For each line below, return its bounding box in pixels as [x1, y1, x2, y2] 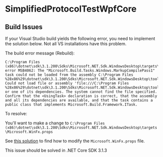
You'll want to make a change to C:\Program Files [5, 120, 105, 126]
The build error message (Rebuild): [5, 50, 75, 56]
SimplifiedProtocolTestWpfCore [5, 3, 137, 15]
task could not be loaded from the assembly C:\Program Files [5, 72, 133, 77]
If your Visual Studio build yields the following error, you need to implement [5, 35, 155, 41]
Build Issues [5, 23, 43, 31]
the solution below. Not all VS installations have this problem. [5, 41, 127, 47]
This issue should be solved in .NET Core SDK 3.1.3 [5, 147, 107, 153]
